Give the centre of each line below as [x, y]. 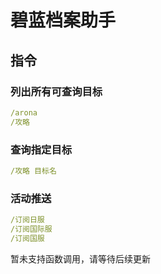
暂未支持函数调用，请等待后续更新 [80, 258]
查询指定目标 [41, 149]
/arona [24, 112]
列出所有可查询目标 [56, 91]
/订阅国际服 [31, 229]
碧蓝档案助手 [63, 20]
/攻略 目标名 [33, 171]
